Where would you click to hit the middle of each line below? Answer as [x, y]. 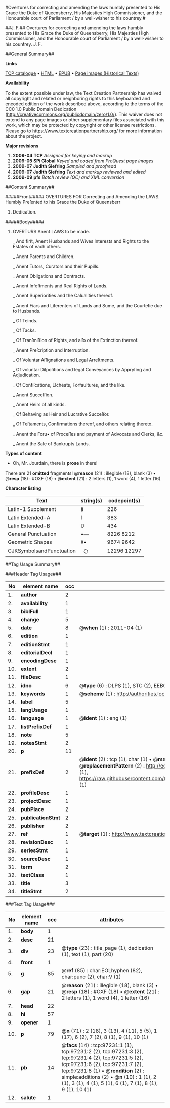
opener [30, 1022]
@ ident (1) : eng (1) [103, 718]
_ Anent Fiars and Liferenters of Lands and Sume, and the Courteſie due [87, 305]
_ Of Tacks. [24, 330]
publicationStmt [41, 818]
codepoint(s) [124, 501]
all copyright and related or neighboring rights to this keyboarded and [78, 98]
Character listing [23, 488]
